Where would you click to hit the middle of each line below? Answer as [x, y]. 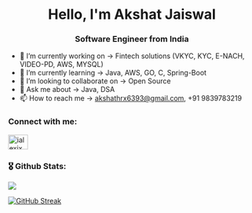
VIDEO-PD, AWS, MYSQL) [61, 64]
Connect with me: [43, 122]
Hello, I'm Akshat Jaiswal [132, 15]
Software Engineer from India [132, 39]
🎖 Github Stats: [37, 166]
